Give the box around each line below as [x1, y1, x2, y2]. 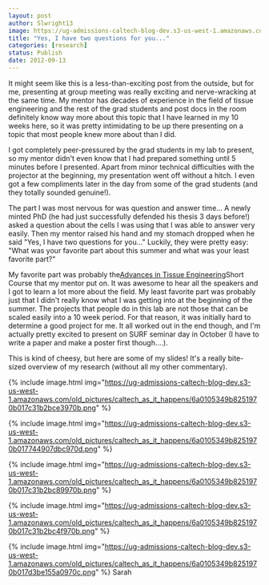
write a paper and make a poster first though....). [8, 337, 168, 347]
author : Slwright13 [8, 19, 74, 27]
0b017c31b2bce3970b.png [8, 402, 96, 413]
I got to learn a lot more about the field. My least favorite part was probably [8, 286, 256, 297]
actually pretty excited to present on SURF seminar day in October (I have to [8, 329, 259, 339]
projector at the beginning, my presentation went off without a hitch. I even [8, 170, 255, 180]
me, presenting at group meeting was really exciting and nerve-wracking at [8, 87, 256, 96]
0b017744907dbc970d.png [8, 444, 98, 454]
